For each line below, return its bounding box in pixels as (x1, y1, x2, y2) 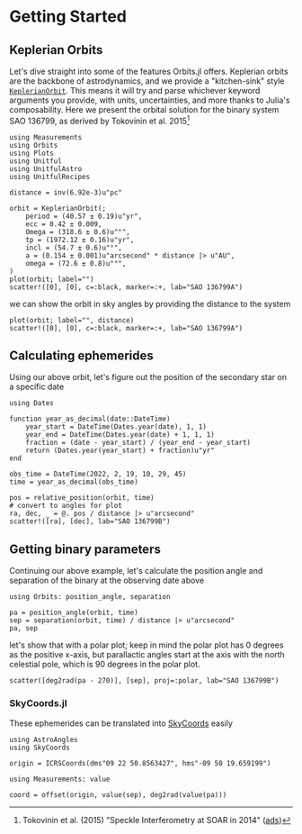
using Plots (9, 149, 54, 158)
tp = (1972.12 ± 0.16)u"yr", (25, 235, 135, 244)
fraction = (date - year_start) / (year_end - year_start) (25, 439, 252, 448)
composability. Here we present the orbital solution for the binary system (9, 104, 280, 114)
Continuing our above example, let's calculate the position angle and (9, 566, 263, 576)
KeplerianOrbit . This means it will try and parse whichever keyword (9, 86, 261, 95)
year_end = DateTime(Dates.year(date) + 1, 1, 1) (25, 431, 216, 440)
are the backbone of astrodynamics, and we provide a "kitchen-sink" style (9, 76, 285, 86)
